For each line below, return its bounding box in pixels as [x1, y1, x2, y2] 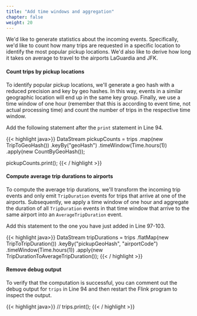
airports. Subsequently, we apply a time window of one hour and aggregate [6, 198, 189, 205]
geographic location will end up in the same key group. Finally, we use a [6, 94, 181, 101]
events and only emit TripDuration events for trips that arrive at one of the [6, 192, 186, 199]
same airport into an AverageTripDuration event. [6, 210, 123, 218]
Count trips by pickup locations [6, 68, 85, 75]
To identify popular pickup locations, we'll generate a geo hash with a [6, 81, 175, 88]
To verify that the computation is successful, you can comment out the [6, 279, 178, 286]
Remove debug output [6, 266, 62, 273]
